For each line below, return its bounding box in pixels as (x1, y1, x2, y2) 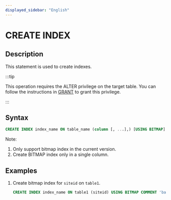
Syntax (5, 114, 29, 122)
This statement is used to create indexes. (5, 63, 92, 70)
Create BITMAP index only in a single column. (12, 151, 109, 158)
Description (5, 50, 43, 59)
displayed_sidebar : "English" (5, 7, 70, 13)
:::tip (5, 73, 15, 79)
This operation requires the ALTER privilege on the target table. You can (5, 83, 156, 90)
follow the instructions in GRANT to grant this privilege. (5, 88, 121, 95)
